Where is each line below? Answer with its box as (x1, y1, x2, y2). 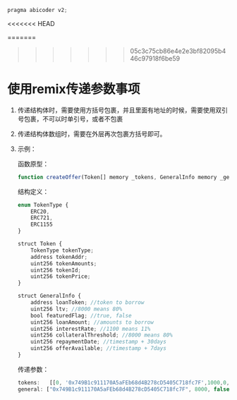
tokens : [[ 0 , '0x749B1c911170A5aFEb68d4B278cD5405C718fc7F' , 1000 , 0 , (17, 379, 230, 386)
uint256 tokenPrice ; (30, 273, 91, 280)
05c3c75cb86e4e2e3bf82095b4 (130, 47, 226, 55)
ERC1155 (30, 221, 53, 229)
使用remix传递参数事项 (7, 81, 140, 97)
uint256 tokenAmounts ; (30, 260, 97, 267)
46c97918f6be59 (130, 54, 181, 63)
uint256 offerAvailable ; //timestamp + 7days (30, 345, 167, 352)
